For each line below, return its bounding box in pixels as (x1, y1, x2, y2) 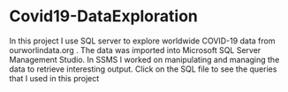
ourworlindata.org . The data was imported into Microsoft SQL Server (9, 44, 261, 55)
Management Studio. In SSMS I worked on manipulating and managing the (9, 54, 280, 65)
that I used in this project (9, 73, 100, 83)
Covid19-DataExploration (9, 6, 199, 27)
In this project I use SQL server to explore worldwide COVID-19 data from (9, 35, 276, 46)
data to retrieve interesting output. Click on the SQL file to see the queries (9, 64, 277, 74)
